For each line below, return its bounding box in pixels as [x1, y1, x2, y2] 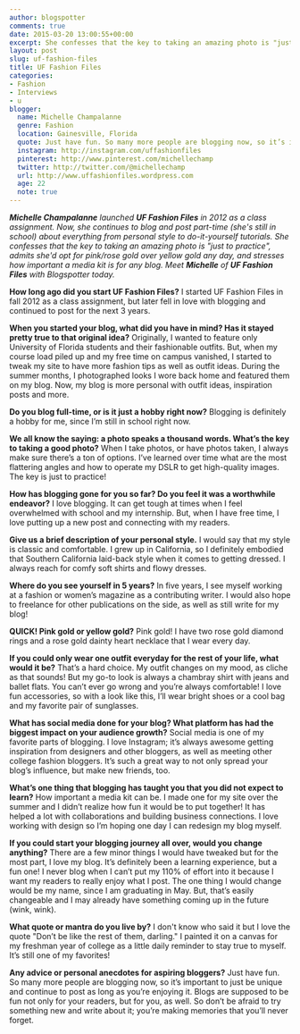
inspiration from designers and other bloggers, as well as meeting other [9, 746, 272, 756]
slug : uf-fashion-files [9, 55, 98, 63]
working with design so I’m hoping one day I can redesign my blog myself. [9, 820, 282, 831]
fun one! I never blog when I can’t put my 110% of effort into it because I [9, 866, 274, 877]
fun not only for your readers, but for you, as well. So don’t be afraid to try [9, 996, 281, 1006]
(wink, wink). [9, 904, 56, 914]
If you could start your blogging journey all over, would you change [9, 837, 263, 848]
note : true [17, 188, 58, 197]
